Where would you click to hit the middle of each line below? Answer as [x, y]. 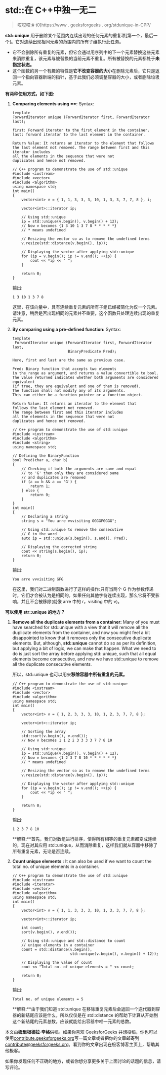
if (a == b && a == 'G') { [49, 482]
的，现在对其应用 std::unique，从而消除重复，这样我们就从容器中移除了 [85, 845]
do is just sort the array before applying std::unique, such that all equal [84, 653]
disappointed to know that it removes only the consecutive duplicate [82, 638]
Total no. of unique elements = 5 [48, 999]
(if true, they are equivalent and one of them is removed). [77, 386]
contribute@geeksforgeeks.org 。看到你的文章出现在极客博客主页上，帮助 [80, 1044]
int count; [33, 928]
